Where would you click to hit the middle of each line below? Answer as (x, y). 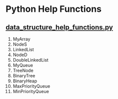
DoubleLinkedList (30, 60)
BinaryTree (24, 76)
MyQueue (23, 65)
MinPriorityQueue (31, 91)
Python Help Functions (54, 9)
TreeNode (23, 70)
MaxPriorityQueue (31, 86)
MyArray (22, 39)
